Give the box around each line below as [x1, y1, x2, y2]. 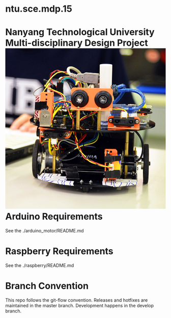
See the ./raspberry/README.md [5, 262, 74, 269]
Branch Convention [5, 280, 89, 292]
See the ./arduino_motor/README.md [5, 228, 84, 234]
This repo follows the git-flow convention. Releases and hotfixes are [5, 297, 148, 303]
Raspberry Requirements [5, 246, 113, 257]
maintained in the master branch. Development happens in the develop [5, 303, 154, 308]
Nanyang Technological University [5, 26, 155, 38]
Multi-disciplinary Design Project [5, 37, 149, 49]
